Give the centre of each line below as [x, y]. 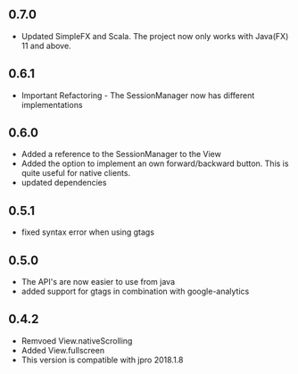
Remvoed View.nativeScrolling [77, 341]
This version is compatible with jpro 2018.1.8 [102, 360]
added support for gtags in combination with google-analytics [135, 291]
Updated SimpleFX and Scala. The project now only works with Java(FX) [155, 36]
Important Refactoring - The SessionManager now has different [138, 95]
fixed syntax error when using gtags [88, 232]
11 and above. [46, 46]
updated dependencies [64, 183]
